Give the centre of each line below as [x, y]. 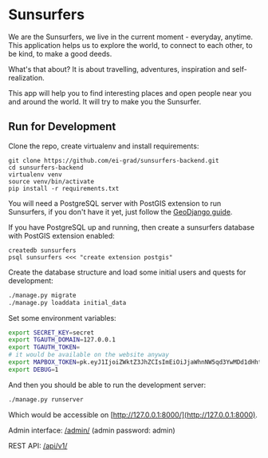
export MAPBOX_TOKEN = [44, 362]
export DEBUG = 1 [33, 369]
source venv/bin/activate [51, 181]
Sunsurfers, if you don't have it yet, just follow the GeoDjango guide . [120, 211]
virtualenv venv [35, 174]
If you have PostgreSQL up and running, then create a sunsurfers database [132, 227]
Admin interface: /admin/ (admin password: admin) [92, 430]
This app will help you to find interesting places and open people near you [130, 93]
